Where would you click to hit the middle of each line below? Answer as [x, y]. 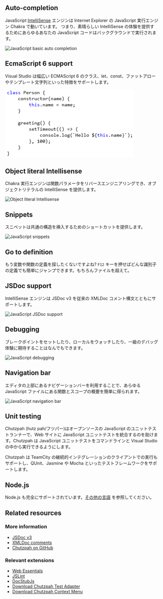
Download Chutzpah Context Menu [47, 592]
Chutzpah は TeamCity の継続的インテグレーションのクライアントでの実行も [81, 457]
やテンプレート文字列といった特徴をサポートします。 [58, 82]
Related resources [33, 513]
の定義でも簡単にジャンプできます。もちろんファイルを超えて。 [69, 271]
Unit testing [23, 416]
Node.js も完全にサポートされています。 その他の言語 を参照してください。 [80, 497]
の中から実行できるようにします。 [39, 447]
